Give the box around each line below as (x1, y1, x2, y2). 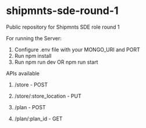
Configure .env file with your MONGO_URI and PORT (14, 46, 141, 53)
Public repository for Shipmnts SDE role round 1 (6, 23, 120, 30)
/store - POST (14, 81, 48, 88)
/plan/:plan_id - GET (14, 115, 63, 122)
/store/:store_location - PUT (14, 92, 81, 99)
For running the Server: (6, 34, 62, 41)
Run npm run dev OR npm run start (14, 58, 98, 65)
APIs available (6, 70, 40, 77)
